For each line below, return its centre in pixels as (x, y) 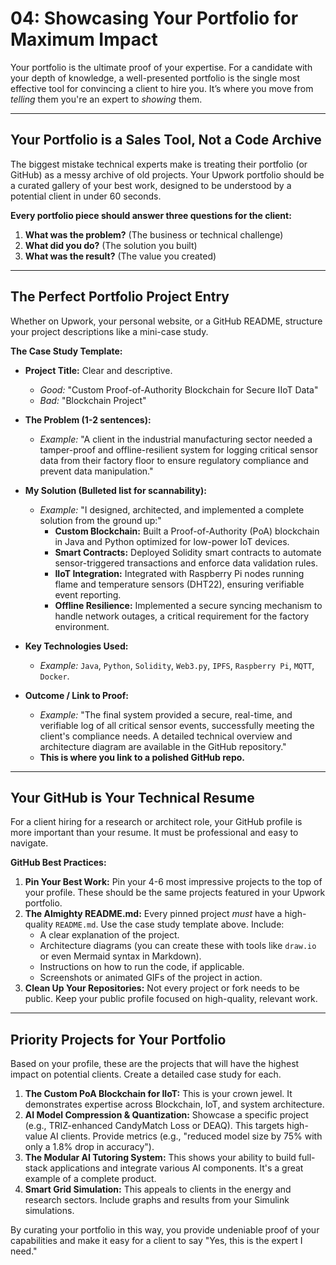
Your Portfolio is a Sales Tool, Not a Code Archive (166, 140)
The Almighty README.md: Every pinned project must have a (153, 914)
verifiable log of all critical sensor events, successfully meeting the (177, 725)
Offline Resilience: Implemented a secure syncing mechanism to (188, 605)
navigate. (29, 843)
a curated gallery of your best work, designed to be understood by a (151, 185)
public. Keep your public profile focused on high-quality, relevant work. (171, 999)
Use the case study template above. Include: (192, 924)
